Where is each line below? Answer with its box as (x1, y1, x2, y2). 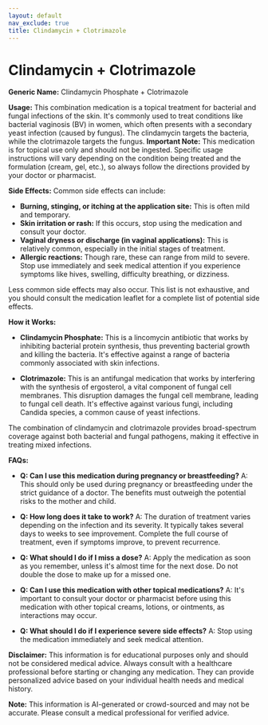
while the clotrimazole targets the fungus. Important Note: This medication (8, 137, 255, 146)
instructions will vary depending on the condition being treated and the (8, 153, 242, 164)
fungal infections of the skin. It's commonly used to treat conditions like (8, 111, 243, 121)
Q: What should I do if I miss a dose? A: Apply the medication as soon (19, 553, 251, 563)
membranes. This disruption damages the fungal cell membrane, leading (19, 390, 259, 400)
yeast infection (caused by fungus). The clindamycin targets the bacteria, (8, 129, 250, 138)
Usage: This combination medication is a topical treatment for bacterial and (8, 103, 257, 113)
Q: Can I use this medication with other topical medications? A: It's (19, 585, 245, 595)
